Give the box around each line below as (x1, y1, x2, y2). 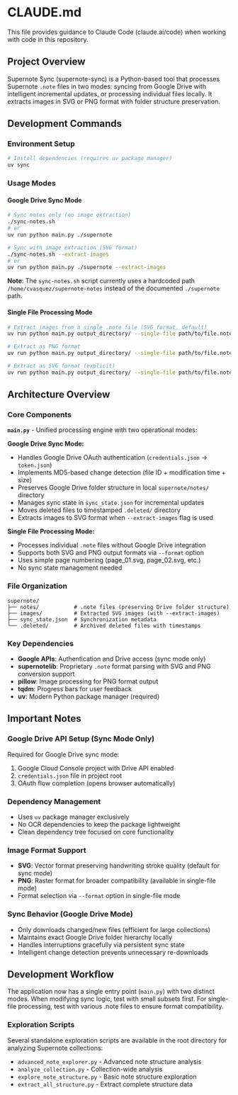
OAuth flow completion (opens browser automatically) (17, 778, 176, 787)
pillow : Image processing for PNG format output (17, 677, 159, 686)
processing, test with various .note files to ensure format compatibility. (18, 1002, 224, 1011)
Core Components (7, 410, 72, 420)
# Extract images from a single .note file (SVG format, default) (7, 324, 208, 331)
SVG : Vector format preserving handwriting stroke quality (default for (17, 861, 220, 870)
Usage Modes (7, 178, 57, 188)
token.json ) (17, 461, 52, 470)
